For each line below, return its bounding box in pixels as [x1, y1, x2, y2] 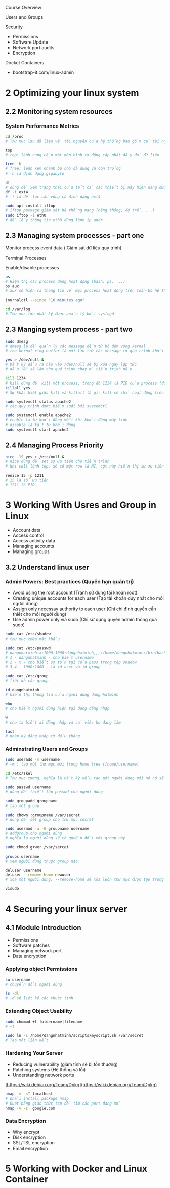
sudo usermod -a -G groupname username [5, 826, 90, 831]
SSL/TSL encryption [12, 1139, 55, 1145]
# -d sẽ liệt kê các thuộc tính [5, 996, 73, 1001]
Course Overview [5, 5, 42, 10]
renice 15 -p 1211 [5, 473, 44, 478]
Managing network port [12, 948, 62, 954]
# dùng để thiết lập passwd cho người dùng [5, 789, 103, 794]
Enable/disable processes [5, 264, 59, 270]
